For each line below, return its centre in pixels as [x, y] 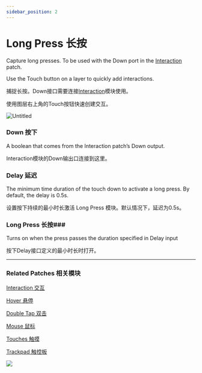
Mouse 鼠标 [21, 326]
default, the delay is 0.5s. [38, 196]
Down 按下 [22, 132]
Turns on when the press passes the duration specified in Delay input [92, 238]
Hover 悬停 [20, 300]
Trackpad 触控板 [27, 351]
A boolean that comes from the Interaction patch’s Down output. [86, 146]
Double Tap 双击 [26, 313]
